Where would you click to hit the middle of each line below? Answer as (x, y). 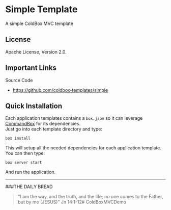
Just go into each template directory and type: (54, 129)
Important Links (31, 68)
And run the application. (31, 172)
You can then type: (25, 153)
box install (18, 139)
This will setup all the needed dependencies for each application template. (83, 148)
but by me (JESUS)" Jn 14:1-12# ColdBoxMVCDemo (72, 202)
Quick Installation (34, 106)
